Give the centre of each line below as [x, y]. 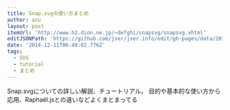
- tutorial [29, 64]
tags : [15, 52]
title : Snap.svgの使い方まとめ [48, 13]
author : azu [24, 20]
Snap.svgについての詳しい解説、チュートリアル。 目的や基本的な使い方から [114, 91]
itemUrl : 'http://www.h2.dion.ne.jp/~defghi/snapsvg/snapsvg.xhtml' [107, 32]
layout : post [26, 26]
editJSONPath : [27, 39]
